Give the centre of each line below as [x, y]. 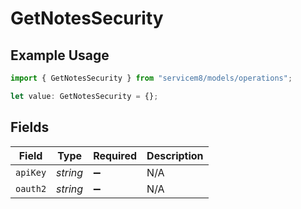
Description [175, 155]
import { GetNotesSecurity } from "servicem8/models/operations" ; [151, 78]
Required [115, 155]
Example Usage [60, 55]
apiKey [31, 172]
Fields [30, 127]
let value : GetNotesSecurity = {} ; [84, 96]
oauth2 [31, 188]
